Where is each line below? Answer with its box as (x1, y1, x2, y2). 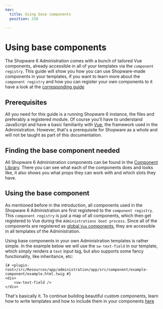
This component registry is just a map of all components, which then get (5, 212, 151, 218)
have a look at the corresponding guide (5, 84, 85, 90)
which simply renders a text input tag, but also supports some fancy (5, 248, 144, 254)
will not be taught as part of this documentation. (5, 132, 102, 138)
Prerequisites (5, 98, 47, 106)
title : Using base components (9, 12, 71, 17)
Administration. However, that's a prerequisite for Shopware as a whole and (5, 127, 158, 133)
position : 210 (9, 16, 38, 21)
